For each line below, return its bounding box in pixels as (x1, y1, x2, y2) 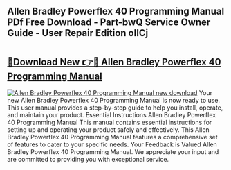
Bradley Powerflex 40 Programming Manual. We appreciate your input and (7, 148, 219, 155)
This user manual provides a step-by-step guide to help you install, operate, (7, 103, 223, 112)
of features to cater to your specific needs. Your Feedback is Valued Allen (7, 140, 218, 148)
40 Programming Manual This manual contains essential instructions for (7, 118, 212, 126)
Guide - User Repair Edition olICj (7, 27, 149, 39)
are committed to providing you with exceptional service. (7, 155, 169, 163)
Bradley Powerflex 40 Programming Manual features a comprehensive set (7, 133, 218, 141)
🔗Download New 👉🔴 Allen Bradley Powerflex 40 (7, 56, 221, 68)
